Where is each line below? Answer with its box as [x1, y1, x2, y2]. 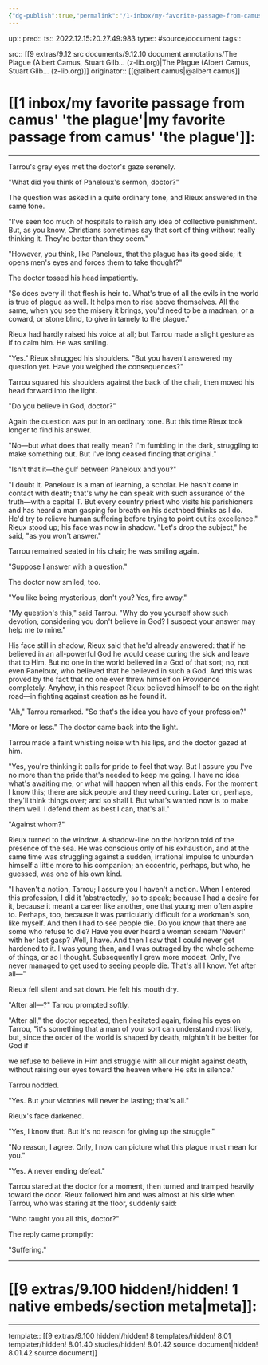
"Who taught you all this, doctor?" [8, 1213, 120, 1223]
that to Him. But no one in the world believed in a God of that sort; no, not [8, 657, 249, 667]
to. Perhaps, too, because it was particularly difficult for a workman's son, [8, 909, 251, 919]
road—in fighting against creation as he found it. [8, 691, 167, 700]
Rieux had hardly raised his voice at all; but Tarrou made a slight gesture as [8, 329, 255, 339]
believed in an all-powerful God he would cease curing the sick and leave [8, 649, 250, 658]
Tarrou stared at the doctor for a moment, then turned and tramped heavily [8, 1182, 254, 1191]
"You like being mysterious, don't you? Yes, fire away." [8, 592, 187, 602]
